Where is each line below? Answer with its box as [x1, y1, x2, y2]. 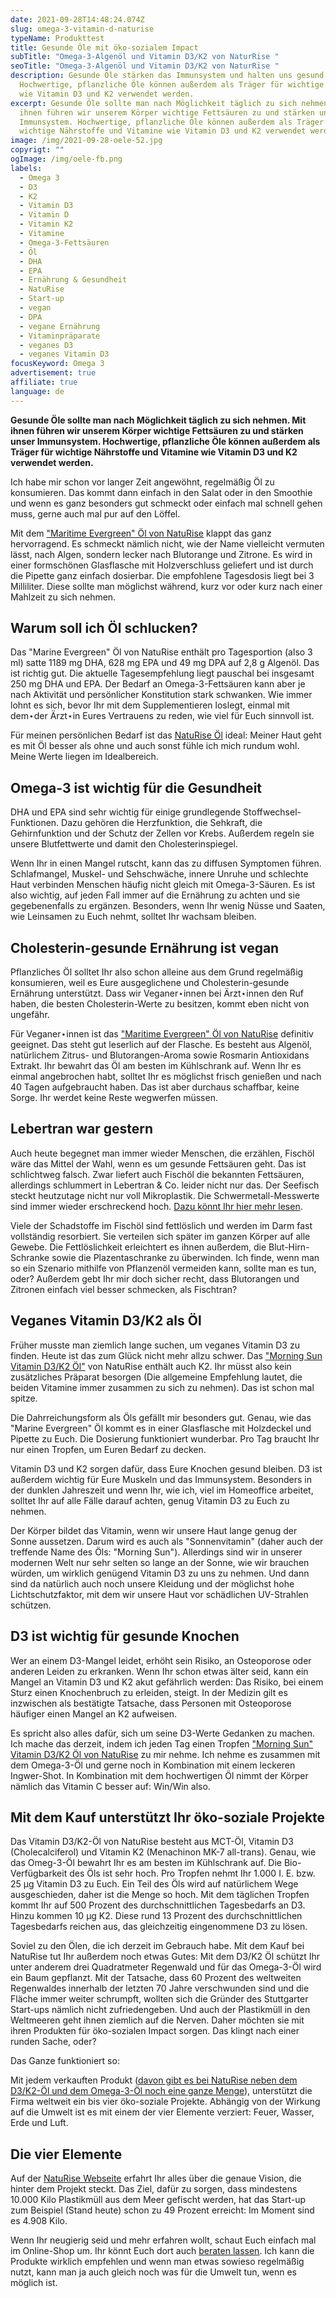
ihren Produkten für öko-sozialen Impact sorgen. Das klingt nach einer [10, 2025, 300, 2037]
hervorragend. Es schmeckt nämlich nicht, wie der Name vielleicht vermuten [10, 537, 325, 550]
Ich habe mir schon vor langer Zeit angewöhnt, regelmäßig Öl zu [10, 476, 275, 488]
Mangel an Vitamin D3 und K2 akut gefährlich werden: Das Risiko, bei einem [10, 1676, 324, 1688]
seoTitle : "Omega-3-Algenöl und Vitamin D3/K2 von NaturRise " [10, 61, 280, 71]
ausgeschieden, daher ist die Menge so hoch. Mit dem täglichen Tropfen [10, 1889, 310, 1901]
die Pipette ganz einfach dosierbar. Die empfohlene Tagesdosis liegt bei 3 [10, 569, 315, 581]
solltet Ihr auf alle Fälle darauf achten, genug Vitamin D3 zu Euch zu [10, 1494, 290, 1506]
